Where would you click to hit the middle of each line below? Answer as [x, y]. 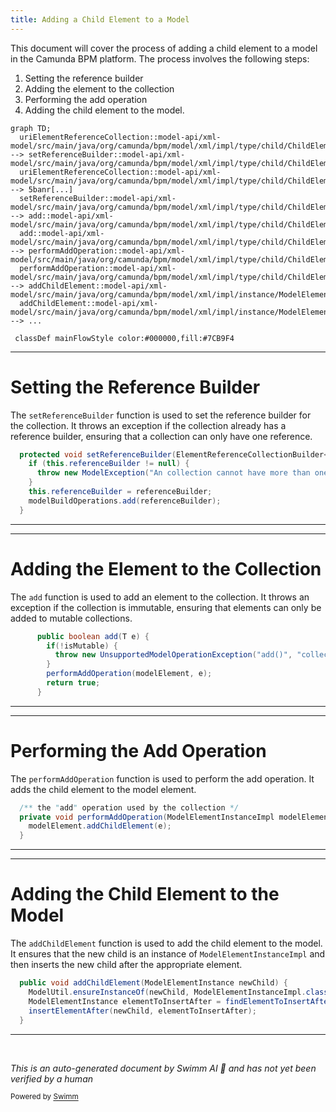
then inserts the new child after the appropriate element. [126, 965]
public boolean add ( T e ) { [93, 636]
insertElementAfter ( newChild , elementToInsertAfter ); [142, 1011]
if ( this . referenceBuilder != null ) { [109, 464]
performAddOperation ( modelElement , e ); [129, 674]
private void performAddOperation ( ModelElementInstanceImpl [147, 817]
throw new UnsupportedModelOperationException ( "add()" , [173, 655]
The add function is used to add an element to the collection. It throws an [160, 597]
